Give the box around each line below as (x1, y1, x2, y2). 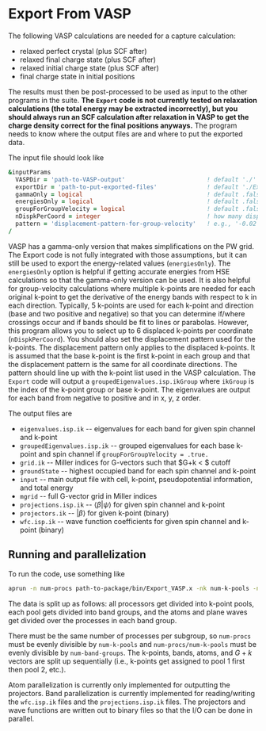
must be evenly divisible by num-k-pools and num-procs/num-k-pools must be (8, 639, 257, 649)
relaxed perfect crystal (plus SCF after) (19, 46, 148, 55)
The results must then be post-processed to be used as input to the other (8, 86, 248, 96)
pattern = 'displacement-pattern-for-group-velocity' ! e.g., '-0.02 (15, 220, 257, 228)
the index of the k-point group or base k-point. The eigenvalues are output (8, 385, 251, 394)
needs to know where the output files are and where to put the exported (8, 128, 243, 139)
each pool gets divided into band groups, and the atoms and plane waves (8, 607, 248, 617)
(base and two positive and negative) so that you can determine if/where (8, 308, 245, 318)
